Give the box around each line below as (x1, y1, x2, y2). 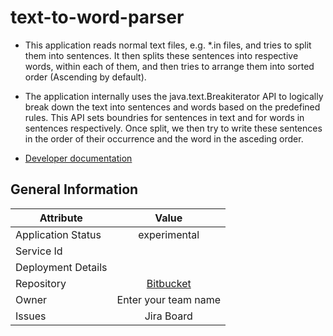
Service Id (15, 244, 63, 258)
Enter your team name (116, 292, 222, 306)
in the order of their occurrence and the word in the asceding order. (24, 132, 304, 145)
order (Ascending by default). (24, 71, 147, 83)
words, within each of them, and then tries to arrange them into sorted (24, 60, 315, 72)
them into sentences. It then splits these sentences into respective (24, 49, 299, 61)
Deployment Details (15, 260, 108, 274)
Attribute (39, 211, 83, 225)
